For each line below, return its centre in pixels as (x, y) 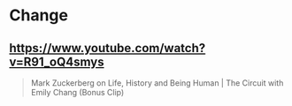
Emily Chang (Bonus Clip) (77, 92)
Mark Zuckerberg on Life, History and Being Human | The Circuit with (157, 83)
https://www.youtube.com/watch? (108, 48)
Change (39, 15)
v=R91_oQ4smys (57, 61)
